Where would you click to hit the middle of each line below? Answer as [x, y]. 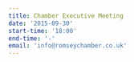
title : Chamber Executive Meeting [66, 16]
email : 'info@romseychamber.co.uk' [68, 46]
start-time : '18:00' [43, 31]
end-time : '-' [32, 38]
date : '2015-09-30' [41, 23]
